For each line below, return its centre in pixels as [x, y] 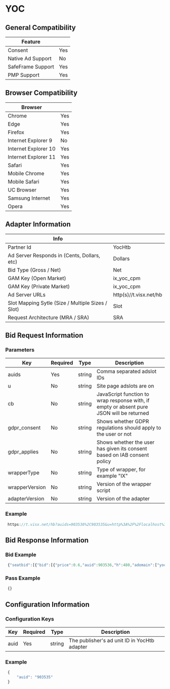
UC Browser [22, 189]
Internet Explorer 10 [32, 148]
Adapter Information [38, 224]
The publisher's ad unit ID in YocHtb [112, 640]
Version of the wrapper [124, 484]
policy [104, 462]
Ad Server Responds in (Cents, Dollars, [54, 255]
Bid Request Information [44, 336]
